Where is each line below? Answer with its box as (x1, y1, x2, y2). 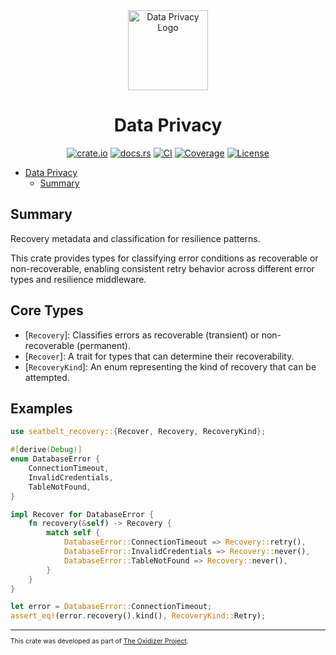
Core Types (10, 302, 84, 319)
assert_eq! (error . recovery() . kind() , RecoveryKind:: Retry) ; (10, 611, 267, 621)
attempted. (24, 371, 70, 383)
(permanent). (76, 339, 131, 351)
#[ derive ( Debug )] (10, 445, 83, 455)
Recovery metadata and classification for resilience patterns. (10, 232, 261, 244)
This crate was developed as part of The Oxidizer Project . (10, 636, 189, 646)
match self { (46, 528, 101, 538)
